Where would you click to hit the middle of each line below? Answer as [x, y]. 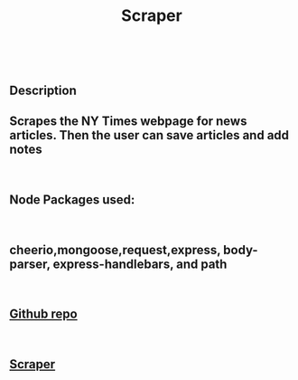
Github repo [44, 314]
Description [43, 90]
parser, [30, 264]
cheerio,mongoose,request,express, [115, 250]
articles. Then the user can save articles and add [149, 135]
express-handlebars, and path [140, 264]
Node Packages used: [72, 199]
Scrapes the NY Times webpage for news [128, 121]
